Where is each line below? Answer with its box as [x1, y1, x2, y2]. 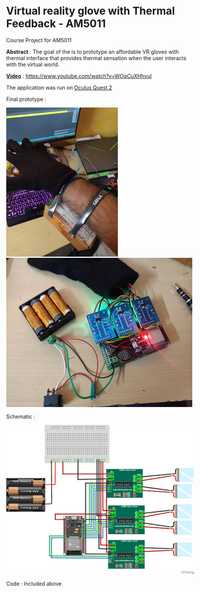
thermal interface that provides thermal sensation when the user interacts [6, 54, 186, 61]
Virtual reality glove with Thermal [6, 4, 176, 18]
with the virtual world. [6, 61, 60, 68]
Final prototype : [6, 95, 46, 103]
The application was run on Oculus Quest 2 [6, 84, 112, 91]
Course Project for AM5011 [6, 36, 72, 44]
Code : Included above [6, 580, 62, 587]
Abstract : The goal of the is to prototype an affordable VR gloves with [6, 48, 179, 55]
